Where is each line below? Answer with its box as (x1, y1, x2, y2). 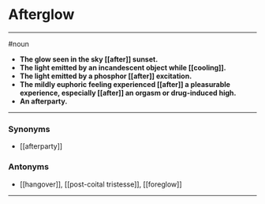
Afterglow (8, 6, 75, 24)
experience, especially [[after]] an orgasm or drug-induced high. (19, 88, 237, 97)
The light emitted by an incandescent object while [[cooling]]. (19, 62, 226, 72)
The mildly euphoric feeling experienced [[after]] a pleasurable (19, 79, 231, 89)
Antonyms (8, 161, 50, 172)
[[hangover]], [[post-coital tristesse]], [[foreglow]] (19, 179, 182, 189)
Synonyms (8, 123, 50, 134)
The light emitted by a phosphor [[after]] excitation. (19, 71, 192, 81)
